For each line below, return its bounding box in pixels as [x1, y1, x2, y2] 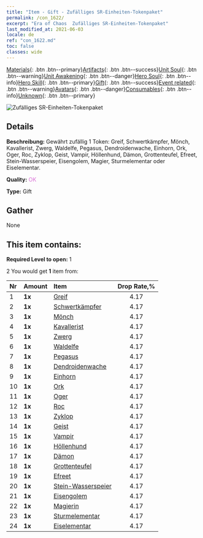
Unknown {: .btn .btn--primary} [18, 91, 96, 99]
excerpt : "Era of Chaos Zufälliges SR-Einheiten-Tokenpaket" [6, 20, 169, 26]
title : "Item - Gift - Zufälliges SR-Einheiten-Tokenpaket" [6, 9, 164, 15]
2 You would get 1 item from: [6, 267, 79, 275]
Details [6, 121, 34, 132]
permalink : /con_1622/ [6, 15, 64, 21]
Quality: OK [6, 175, 37, 183]
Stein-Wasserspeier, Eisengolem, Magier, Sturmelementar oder [6, 157, 166, 164]
